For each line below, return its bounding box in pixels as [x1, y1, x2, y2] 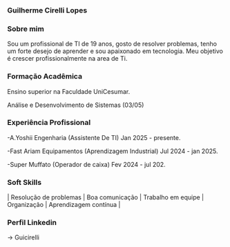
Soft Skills [7, 177, 42, 187]
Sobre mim [7, 23, 45, 33]
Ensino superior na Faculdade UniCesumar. [7, 87, 131, 95]
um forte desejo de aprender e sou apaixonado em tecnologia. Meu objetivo [7, 47, 223, 55]
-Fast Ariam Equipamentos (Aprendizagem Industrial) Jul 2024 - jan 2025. [7, 147, 218, 155]
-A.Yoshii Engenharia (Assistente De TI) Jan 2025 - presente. [7, 133, 181, 141]
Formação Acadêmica [7, 72, 83, 81]
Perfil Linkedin [7, 218, 57, 228]
